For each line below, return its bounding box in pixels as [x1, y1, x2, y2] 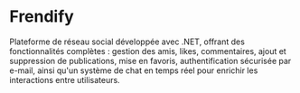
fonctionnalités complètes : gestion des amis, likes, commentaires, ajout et [9, 45, 286, 56]
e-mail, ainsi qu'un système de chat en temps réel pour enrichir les [9, 65, 258, 76]
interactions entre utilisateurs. [9, 74, 120, 85]
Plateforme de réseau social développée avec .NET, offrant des [9, 36, 246, 47]
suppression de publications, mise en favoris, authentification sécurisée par [9, 55, 292, 66]
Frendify [9, 6, 74, 27]
